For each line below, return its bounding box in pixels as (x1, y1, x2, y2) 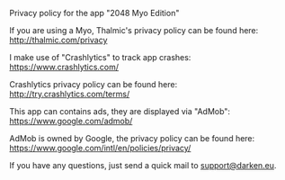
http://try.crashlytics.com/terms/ (9, 89, 130, 99)
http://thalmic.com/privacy (9, 35, 108, 45)
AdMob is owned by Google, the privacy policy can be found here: (9, 133, 255, 143)
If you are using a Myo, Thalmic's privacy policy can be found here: (9, 25, 259, 35)
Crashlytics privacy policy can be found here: (9, 79, 178, 89)
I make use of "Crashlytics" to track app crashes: (9, 52, 191, 62)
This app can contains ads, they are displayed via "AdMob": (9, 106, 231, 116)
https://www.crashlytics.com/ (9, 62, 120, 72)
